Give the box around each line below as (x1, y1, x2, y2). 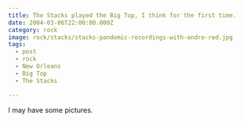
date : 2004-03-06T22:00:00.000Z (8, 19, 114, 27)
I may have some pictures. (8, 105, 93, 114)
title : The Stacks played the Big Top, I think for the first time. (8, 11, 237, 20)
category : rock (8, 26, 58, 34)
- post (15, 48, 37, 56)
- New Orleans (15, 63, 61, 70)
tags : (8, 41, 26, 48)
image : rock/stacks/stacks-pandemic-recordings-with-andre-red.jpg (8, 33, 234, 41)
